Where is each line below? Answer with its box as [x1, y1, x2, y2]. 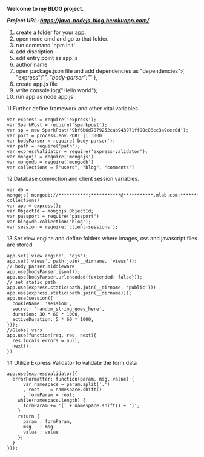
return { [18, 413, 40, 419]
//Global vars [7, 327, 43, 333]
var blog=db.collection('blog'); [7, 218, 91, 225]
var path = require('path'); [7, 143, 81, 149]
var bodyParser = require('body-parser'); [7, 138, 116, 144]
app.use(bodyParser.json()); [7, 269, 81, 275]
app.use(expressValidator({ [7, 371, 78, 377]
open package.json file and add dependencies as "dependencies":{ [15, 67, 185, 75]
